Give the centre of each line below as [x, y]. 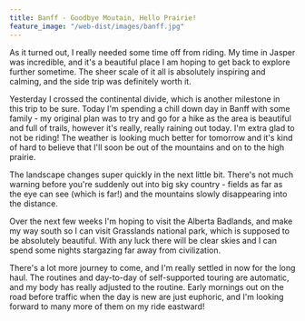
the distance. [34, 203]
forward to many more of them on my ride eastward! [107, 306]
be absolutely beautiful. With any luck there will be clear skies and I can [143, 240]
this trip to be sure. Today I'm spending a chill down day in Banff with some [150, 108]
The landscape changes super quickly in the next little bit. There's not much [151, 175]
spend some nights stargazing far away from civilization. [115, 250]
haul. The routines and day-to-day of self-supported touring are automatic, [149, 277]
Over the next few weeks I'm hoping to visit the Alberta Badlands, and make [151, 221]
